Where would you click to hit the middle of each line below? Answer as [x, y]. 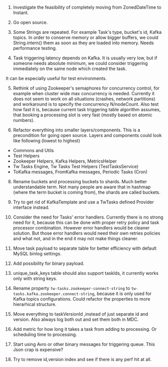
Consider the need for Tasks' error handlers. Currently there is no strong [88, 217]
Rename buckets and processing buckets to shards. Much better [80, 181]
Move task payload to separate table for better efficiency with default [85, 248]
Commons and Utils [33, 150]
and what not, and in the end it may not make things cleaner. [76, 238]
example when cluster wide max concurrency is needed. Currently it [84, 93]
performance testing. [35, 48]
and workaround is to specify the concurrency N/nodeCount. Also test [86, 104]
